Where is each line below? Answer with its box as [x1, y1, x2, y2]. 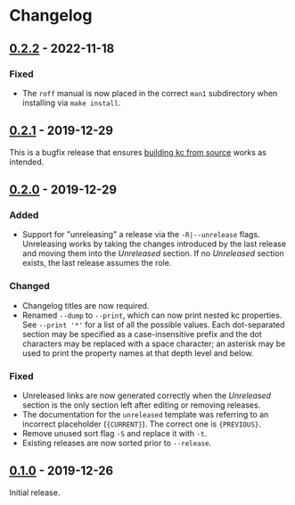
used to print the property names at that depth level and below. [21, 347, 254, 358]
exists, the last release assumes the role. [21, 258, 172, 269]
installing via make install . [21, 97, 121, 108]
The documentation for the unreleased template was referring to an [21, 409, 269, 419]
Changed [9, 280, 51, 293]
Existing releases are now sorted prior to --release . [21, 437, 212, 448]
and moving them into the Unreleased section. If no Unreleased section [21, 248, 284, 259]
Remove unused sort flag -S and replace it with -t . [21, 427, 208, 438]
